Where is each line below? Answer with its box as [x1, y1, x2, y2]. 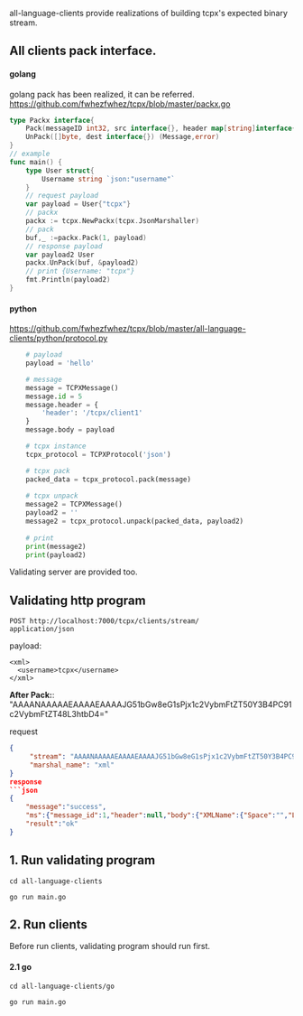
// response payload [25, 241, 103, 251]
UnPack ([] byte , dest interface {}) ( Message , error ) [25, 133, 220, 142]
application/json [9, 625, 75, 634]
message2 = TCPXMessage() [25, 500, 124, 509]
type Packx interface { [9, 116, 95, 125]
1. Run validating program [9, 853, 156, 868]
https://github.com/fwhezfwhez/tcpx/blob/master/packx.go [9, 98, 231, 109]
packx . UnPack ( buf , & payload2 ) [25, 258, 140, 267]
